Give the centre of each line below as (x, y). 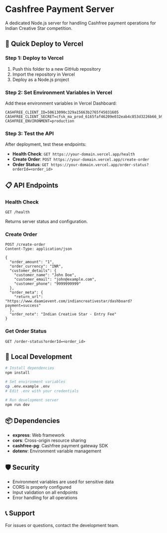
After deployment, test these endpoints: (46, 144)
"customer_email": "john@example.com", (55, 280)
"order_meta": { (26, 293)
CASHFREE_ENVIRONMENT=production (40, 121)
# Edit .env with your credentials (42, 391)
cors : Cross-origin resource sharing (49, 440)
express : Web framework (39, 435)
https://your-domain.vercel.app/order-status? (100, 165)
